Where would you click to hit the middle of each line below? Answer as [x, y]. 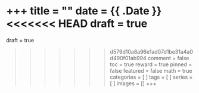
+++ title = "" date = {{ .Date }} [84, 11]
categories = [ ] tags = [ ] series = [151, 77]
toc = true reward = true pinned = [151, 64]
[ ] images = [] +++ [133, 83]
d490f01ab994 [128, 58]
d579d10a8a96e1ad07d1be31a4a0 [152, 51]
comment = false [169, 58]
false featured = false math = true [151, 70]
